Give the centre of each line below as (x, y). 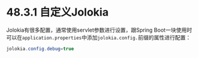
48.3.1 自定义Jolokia (57, 12)
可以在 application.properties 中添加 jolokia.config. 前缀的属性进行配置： (99, 37)
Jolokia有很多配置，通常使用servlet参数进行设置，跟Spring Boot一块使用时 (99, 30)
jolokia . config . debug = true (40, 48)
